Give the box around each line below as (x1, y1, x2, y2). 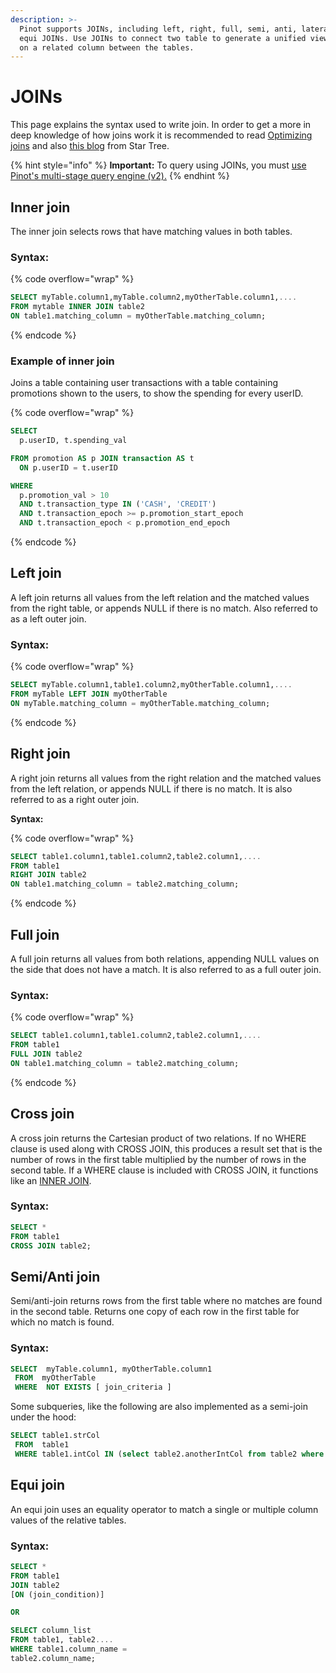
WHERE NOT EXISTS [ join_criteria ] (14, 1382, 172, 1393)
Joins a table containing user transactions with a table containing (10, 377, 279, 389)
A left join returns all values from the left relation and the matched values (10, 591, 310, 603)
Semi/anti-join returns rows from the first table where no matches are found (10, 1295, 323, 1307)
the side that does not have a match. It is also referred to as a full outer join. (10, 963, 322, 975)
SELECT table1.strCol (10, 1431, 101, 1441)
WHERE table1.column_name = (10, 1644, 128, 1655)
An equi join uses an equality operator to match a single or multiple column (10, 1503, 319, 1515)
